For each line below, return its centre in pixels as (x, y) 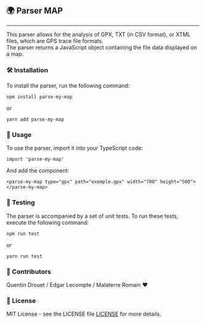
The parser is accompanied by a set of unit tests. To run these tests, (93, 216)
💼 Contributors (29, 272)
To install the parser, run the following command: (68, 86)
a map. (15, 54)
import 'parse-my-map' (35, 159)
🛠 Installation (27, 70)
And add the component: (38, 171)
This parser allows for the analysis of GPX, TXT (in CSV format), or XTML (99, 34)
